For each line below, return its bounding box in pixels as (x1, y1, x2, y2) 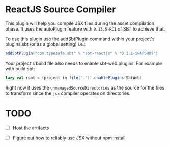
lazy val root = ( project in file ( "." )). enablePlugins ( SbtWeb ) (5, 75, 143, 80)
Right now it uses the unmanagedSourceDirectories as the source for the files (5, 84, 164, 91)
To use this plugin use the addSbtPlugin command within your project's (5, 36, 155, 42)
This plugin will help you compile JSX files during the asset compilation (5, 20, 154, 26)
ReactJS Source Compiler (5, 4, 116, 15)
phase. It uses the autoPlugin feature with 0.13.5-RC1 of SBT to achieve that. (5, 25, 165, 32)
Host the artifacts (12, 125, 49, 131)
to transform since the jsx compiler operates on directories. (5, 90, 131, 96)
